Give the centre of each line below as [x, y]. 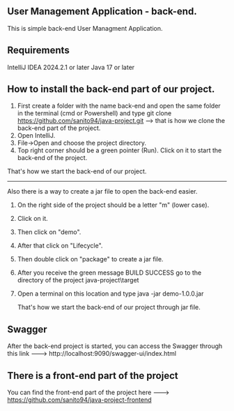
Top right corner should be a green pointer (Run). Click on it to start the [119, 150]
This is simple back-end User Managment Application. [85, 28]
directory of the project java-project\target [78, 280]
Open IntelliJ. [36, 136]
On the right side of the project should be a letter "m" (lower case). [113, 205]
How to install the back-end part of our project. [111, 89]
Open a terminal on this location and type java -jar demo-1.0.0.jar [110, 294]
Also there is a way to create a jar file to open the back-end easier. [102, 192]
